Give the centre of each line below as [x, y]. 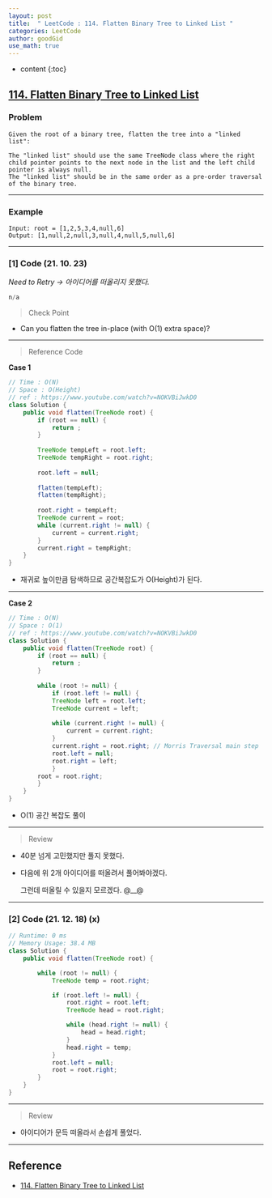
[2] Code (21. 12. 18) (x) [54, 919]
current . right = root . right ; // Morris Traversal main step [155, 746]
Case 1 [20, 367]
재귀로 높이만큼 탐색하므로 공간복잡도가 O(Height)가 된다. [111, 580]
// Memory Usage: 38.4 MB [52, 944]
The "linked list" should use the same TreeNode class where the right [132, 155]
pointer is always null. [50, 170]
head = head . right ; [114, 1033]
